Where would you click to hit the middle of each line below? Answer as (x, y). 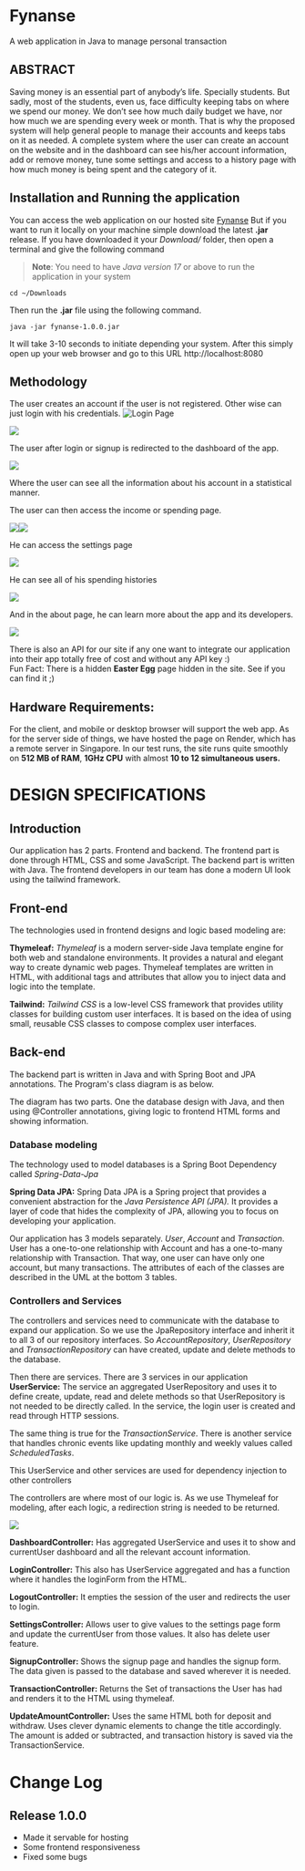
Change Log (56, 1782)
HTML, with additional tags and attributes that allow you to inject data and (148, 977)
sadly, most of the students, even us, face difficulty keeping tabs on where (149, 101)
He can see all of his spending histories (83, 580)
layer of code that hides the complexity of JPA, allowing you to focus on (144, 1211)
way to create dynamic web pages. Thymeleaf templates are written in (142, 967)
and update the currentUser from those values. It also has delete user (140, 1634)
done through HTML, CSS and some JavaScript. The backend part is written (152, 860)
